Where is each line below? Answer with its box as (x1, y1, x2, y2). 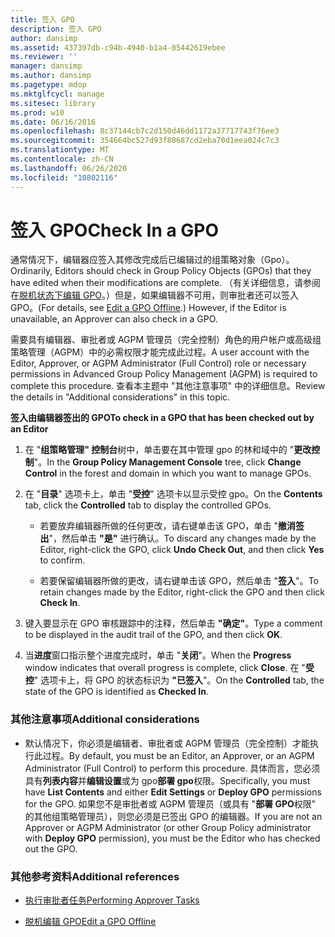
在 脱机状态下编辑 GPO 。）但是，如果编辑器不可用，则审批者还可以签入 (10, 289, 300, 301)
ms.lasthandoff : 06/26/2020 (10, 163, 128, 173)
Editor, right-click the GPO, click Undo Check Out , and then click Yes (39, 544, 325, 556)
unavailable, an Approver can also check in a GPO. (10, 313, 218, 325)
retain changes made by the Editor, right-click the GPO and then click (39, 586, 325, 598)
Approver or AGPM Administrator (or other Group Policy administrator (24, 821, 312, 833)
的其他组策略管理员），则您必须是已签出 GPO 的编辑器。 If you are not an (24, 810, 323, 822)
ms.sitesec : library (10, 98, 97, 108)
